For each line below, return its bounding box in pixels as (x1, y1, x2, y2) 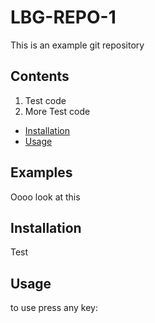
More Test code (24, 105, 91, 117)
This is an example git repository (10, 39, 145, 51)
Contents (10, 68, 70, 85)
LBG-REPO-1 (10, 6, 117, 29)
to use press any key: (10, 302, 98, 314)
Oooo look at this (10, 191, 81, 203)
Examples (10, 164, 73, 181)
